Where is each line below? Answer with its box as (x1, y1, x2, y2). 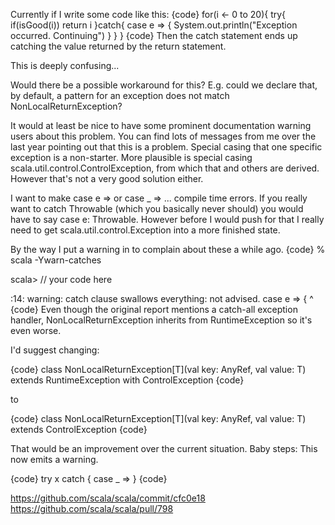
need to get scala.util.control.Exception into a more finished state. (10, 224, 281, 236)
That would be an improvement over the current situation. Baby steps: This (10, 443, 318, 454)
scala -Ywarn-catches (10, 254, 102, 266)
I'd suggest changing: (10, 344, 100, 356)
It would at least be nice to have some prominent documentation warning (10, 120, 312, 131)
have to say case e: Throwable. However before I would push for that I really (10, 214, 325, 225)
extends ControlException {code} (10, 424, 148, 435)
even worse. (10, 325, 62, 336)
